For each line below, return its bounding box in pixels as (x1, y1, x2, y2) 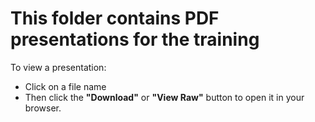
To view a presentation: (10, 61, 107, 73)
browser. (24, 102, 62, 114)
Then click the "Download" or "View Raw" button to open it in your (24, 91, 305, 103)
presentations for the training (10, 28, 260, 51)
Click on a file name (24, 80, 107, 92)
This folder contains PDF (10, 7, 220, 30)
